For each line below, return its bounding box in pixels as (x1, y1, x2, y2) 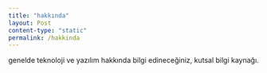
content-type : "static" (8, 26, 88, 34)
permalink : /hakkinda (8, 33, 80, 42)
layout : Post (8, 19, 52, 27)
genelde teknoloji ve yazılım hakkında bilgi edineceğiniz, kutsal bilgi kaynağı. (8, 56, 259, 65)
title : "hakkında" (8, 11, 69, 20)
